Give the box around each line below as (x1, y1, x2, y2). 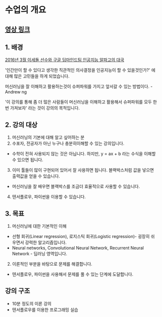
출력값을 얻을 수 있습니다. (12, 173, 60, 179)
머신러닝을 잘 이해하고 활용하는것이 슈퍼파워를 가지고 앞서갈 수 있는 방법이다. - (5, 83, 153, 90)
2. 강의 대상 (5, 121, 38, 129)
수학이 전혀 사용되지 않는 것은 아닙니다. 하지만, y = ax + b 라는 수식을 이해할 (12, 151, 156, 157)
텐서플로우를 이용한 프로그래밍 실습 (12, 306, 78, 313)
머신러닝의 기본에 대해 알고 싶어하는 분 (12, 134, 85, 141)
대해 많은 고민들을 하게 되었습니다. (5, 73, 70, 79)
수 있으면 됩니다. (12, 157, 44, 163)
